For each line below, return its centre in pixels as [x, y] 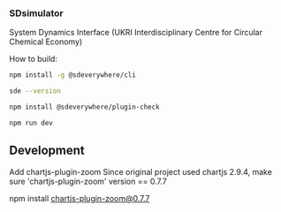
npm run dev [31, 123]
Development [47, 151]
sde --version [35, 91]
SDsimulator [36, 13]
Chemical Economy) [46, 42]
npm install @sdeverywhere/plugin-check [85, 107]
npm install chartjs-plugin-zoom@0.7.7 [80, 198]
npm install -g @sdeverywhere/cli [73, 75]
